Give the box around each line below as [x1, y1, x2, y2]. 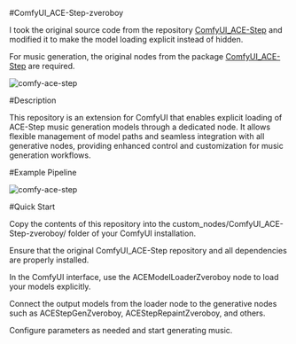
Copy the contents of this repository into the [9, 219, 171, 229]
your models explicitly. [9, 281, 91, 292]
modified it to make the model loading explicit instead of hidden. [9, 35, 244, 44]
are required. [27, 61, 75, 71]
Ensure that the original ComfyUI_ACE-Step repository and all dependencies [9, 246, 288, 255]
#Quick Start [9, 201, 56, 212]
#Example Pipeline [9, 168, 77, 177]
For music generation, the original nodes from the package [9, 51, 224, 61]
